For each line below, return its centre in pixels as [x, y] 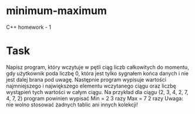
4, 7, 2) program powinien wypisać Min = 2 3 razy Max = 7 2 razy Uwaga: [95, 98]
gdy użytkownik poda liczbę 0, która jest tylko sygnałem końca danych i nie [97, 73]
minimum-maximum [56, 11]
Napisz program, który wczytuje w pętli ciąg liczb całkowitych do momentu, [97, 67]
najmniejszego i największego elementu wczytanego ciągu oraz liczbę [91, 86]
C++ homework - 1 [29, 27]
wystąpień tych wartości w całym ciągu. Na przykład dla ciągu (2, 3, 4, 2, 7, [97, 92]
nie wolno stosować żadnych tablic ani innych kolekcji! [72, 105]
